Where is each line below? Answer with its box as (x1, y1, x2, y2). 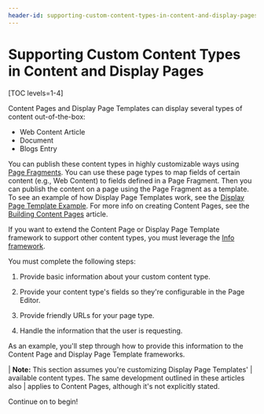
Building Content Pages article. (8, 209, 108, 219)
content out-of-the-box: (8, 112, 86, 121)
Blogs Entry (19, 143, 57, 153)
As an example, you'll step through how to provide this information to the (8, 341, 244, 350)
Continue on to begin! (8, 397, 79, 406)
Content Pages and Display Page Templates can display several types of (8, 103, 243, 113)
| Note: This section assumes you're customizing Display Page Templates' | (8, 364, 253, 374)
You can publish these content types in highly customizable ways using (8, 159, 240, 168)
